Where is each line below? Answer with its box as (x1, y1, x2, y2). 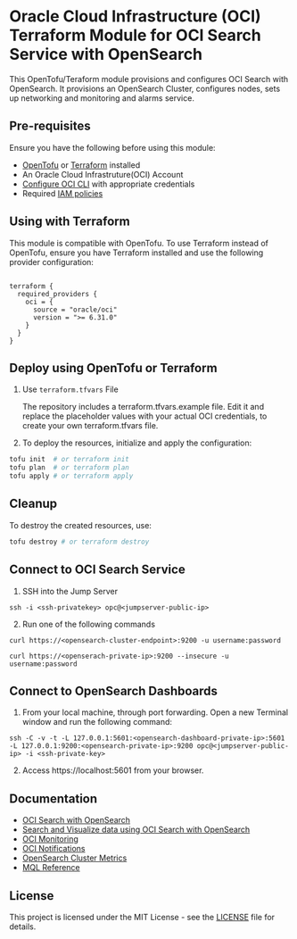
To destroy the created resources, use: (9, 519, 152, 530)
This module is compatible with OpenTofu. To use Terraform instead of (9, 237, 269, 248)
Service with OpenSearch (9, 45, 203, 64)
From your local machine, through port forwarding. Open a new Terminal (21, 707, 288, 718)
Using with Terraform (9, 214, 131, 229)
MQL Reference (21, 862, 80, 873)
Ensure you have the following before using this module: (9, 142, 216, 153)
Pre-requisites (9, 119, 91, 134)
